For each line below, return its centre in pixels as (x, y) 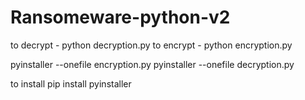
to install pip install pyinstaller (71, 83)
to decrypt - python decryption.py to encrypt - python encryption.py (151, 45)
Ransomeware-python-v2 (120, 17)
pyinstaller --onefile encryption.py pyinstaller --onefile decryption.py (152, 64)
